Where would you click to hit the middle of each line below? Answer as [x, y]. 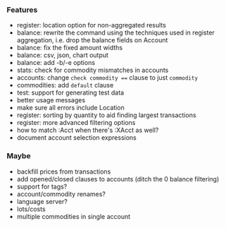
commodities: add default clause [65, 85]
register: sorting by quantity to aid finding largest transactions [106, 115]
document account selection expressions [76, 138]
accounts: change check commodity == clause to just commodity [107, 78]
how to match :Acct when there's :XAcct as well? [88, 130]
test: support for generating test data [70, 92]
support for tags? [42, 186]
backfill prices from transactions [64, 172]
